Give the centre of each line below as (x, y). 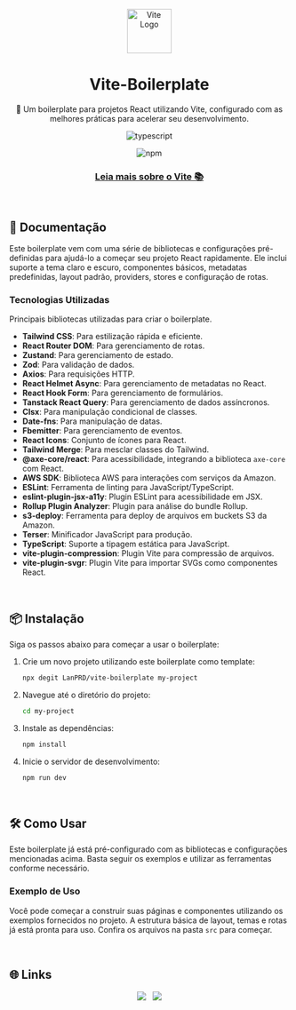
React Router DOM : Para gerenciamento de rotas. (113, 346)
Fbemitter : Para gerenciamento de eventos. (102, 431)
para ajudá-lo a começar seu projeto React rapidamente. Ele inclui (166, 258)
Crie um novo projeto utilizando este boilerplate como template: (139, 662)
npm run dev (44, 777)
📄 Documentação (58, 227)
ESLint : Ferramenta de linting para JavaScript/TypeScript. (128, 488)
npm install (44, 744)
